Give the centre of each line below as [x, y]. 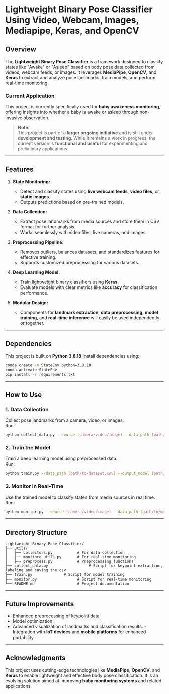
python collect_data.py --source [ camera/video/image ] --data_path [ [80, 435]
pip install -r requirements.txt [40, 374]
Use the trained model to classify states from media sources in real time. [80, 497]
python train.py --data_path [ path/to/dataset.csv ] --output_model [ [80, 473]
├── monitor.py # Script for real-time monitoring [78, 579]
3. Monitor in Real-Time [34, 486]
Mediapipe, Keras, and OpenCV [72, 31]
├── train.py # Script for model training [65, 575]
